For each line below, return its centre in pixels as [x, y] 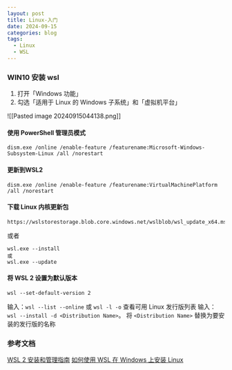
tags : [15, 39]
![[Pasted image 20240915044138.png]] [64, 116]
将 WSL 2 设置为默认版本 [42, 278]
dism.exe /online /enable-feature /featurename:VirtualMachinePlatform [112, 185]
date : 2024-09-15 [32, 26]
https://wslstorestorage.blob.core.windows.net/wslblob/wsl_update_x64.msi [118, 222]
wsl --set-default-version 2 [49, 293]
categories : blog [32, 33]
